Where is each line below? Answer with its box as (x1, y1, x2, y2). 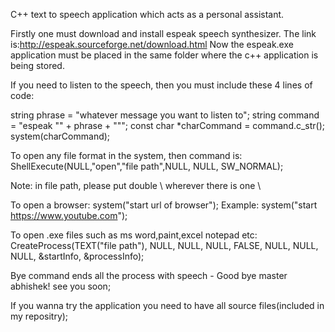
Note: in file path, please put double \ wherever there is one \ (10, 180, 262, 191)
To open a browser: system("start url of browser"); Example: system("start (10, 199, 318, 211)
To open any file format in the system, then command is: (10, 150, 243, 161)
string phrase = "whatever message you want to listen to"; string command (10, 109, 320, 121)
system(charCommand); (10, 130, 111, 142)
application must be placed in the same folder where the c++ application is (10, 49, 319, 61)
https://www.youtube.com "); (10, 210, 128, 221)
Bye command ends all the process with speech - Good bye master (10, 270, 288, 281)
